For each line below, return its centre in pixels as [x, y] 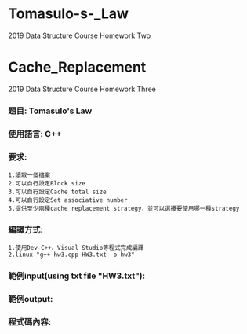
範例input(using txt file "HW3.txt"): [77, 276]
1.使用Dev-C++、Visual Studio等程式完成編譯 [76, 248]
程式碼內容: [30, 322]
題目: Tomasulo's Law [50, 111]
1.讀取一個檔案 [29, 175]
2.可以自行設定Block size [47, 184]
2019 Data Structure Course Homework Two [80, 35]
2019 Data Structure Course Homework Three [82, 89]
